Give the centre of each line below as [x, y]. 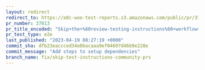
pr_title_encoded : [29, 29]
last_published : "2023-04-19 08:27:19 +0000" [65, 40]
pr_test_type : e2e [29, 35]
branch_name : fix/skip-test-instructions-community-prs [78, 57]
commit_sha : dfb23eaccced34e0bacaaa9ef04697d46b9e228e [77, 46]
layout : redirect [28, 12]
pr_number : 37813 [28, 23]
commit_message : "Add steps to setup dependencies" [73, 52]
